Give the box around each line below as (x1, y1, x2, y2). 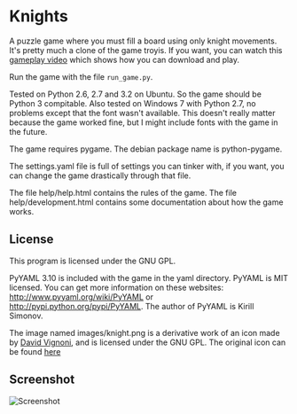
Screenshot (9, 372, 75, 387)
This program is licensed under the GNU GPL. (9, 255, 176, 266)
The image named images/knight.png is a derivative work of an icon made (9, 327, 281, 338)
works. (9, 206, 35, 216)
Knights (9, 6, 69, 27)
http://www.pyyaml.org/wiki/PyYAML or (9, 291, 153, 302)
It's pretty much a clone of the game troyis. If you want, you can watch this (9, 44, 283, 55)
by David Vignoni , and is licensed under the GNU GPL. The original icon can (9, 337, 286, 348)
